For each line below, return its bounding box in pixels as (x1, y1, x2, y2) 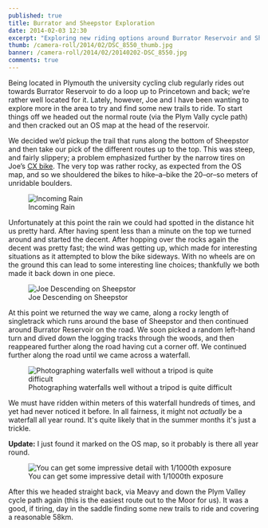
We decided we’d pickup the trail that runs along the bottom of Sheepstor (8, 136, 250, 145)
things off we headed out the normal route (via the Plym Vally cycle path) (8, 112, 248, 121)
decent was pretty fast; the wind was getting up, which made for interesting (8, 242, 258, 252)
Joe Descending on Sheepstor (28, 292, 128, 301)
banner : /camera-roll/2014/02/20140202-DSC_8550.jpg (8, 49, 187, 57)
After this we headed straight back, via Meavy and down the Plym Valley (8, 487, 246, 496)
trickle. (8, 424, 31, 433)
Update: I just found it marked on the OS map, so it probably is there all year (8, 439, 259, 448)
